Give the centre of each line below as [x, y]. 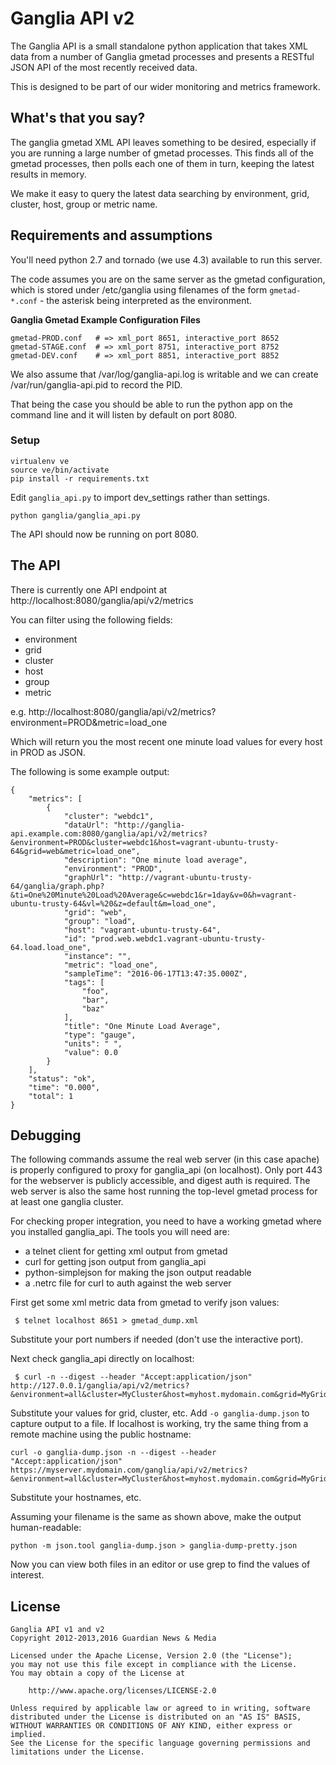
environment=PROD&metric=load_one [89, 722]
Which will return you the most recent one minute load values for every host [166, 741]
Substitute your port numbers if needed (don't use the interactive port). [157, 1339]
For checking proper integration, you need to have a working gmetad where [166, 1221]
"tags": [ [84, 982]
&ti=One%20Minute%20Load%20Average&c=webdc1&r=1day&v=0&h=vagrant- [154, 895]
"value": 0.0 [90, 1052]
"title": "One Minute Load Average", [142, 1026]
